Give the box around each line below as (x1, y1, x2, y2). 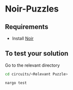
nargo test (5, 80, 27, 85)
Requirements (5, 23, 48, 31)
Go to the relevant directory (5, 62, 60, 68)
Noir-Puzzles (5, 3, 59, 15)
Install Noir (12, 35, 34, 41)
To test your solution (5, 49, 69, 58)
